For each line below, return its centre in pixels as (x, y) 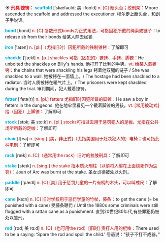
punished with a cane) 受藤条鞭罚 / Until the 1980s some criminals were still (82, 205)
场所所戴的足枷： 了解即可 (31, 128)
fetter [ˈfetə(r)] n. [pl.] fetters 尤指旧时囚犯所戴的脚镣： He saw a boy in (77, 99)
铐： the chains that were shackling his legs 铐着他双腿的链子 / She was (77, 70)
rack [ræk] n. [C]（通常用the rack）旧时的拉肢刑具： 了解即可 (67, 155)
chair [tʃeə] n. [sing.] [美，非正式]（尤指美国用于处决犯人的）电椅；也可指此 (82, 139)
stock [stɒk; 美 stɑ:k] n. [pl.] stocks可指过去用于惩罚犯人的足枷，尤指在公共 (82, 122)
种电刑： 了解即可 (22, 145)
